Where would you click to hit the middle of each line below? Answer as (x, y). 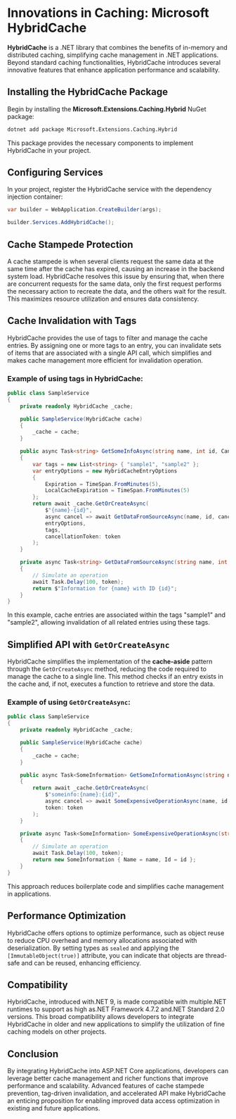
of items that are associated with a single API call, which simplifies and (110, 353)
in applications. (29, 894)
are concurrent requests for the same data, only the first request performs (114, 284)
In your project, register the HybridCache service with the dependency (110, 189)
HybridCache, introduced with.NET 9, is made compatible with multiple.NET (117, 1002)
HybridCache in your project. (49, 150)
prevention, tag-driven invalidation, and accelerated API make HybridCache (117, 1094)
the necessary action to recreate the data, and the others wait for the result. (117, 291)
